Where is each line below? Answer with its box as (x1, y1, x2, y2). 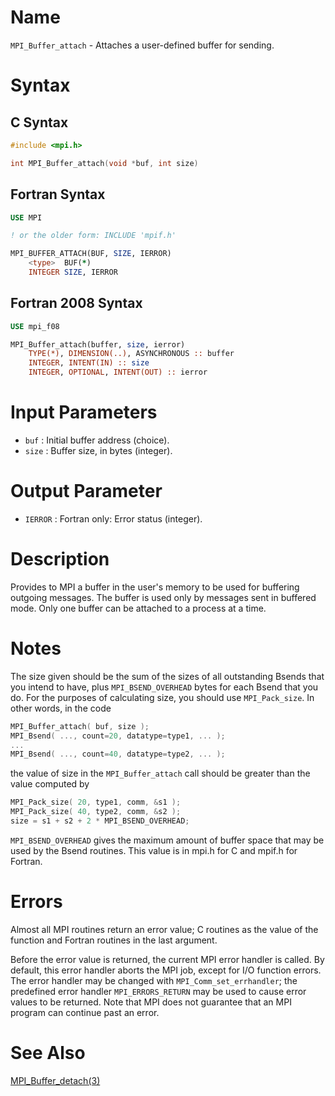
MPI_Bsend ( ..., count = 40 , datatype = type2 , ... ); (10, 749, 226, 760)
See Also (10, 1042, 86, 1065)
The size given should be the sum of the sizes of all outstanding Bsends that (10, 670, 325, 682)
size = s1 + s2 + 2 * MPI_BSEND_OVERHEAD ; (10, 816, 190, 826)
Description (10, 548, 110, 571)
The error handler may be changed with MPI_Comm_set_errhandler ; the (10, 974, 298, 986)
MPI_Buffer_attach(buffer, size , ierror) (10, 339, 186, 350)
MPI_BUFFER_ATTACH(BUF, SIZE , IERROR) (10, 249, 172, 259)
